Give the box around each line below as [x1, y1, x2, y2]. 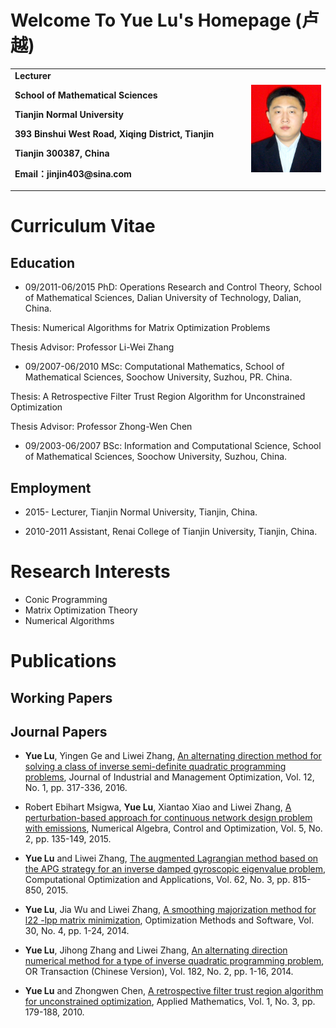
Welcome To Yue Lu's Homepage [10, 9, 292, 32]
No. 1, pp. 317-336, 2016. [24, 782, 128, 794]
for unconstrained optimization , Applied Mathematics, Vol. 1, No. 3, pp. [24, 996, 316, 1008]
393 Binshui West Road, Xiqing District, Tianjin [14, 127, 215, 140]
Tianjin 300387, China [14, 147, 110, 159]
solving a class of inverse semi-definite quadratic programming [24, 761, 287, 773]
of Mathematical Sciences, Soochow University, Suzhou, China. [24, 451, 288, 463]
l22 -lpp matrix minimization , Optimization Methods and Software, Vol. [24, 914, 315, 926]
